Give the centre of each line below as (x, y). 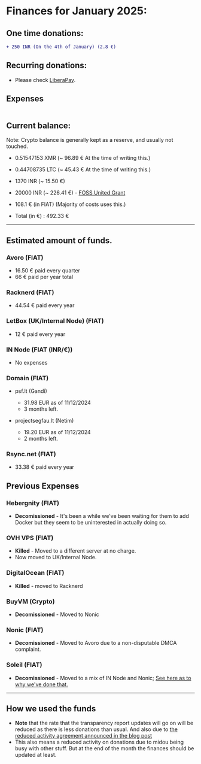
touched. (17, 146)
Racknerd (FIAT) (30, 292)
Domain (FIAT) (28, 378)
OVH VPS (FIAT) (30, 538)
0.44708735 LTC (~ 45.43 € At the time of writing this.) (83, 169)
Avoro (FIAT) (25, 257)
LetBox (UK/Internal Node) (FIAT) (55, 321)
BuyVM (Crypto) (31, 601)
